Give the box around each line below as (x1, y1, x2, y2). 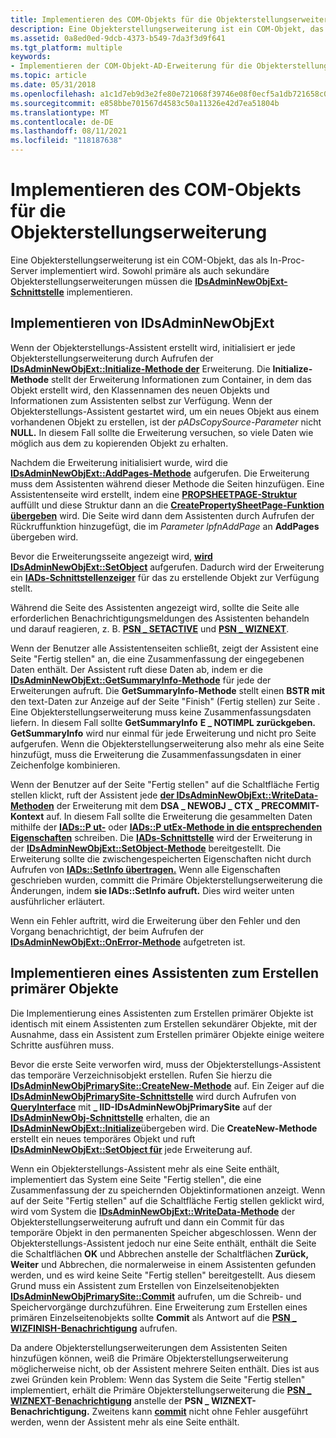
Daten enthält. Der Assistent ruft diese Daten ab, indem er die (10, 663, 263, 675)
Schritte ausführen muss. (10, 1039, 115, 1051)
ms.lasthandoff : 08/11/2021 (10, 126, 128, 136)
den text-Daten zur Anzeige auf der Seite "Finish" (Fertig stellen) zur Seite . (10, 695, 321, 707)
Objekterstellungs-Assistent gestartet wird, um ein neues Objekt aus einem (10, 405, 320, 417)
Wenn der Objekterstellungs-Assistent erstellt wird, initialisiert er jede (10, 341, 296, 353)
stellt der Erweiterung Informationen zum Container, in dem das (50, 373, 312, 385)
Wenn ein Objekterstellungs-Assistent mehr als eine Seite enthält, (10, 1162, 280, 1175)
